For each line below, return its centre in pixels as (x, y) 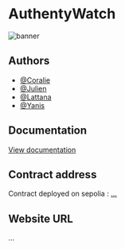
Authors (29, 61)
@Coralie (35, 80)
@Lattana (35, 97)
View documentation (42, 150)
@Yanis (32, 105)
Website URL (41, 218)
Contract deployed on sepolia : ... (62, 194)
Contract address (53, 175)
